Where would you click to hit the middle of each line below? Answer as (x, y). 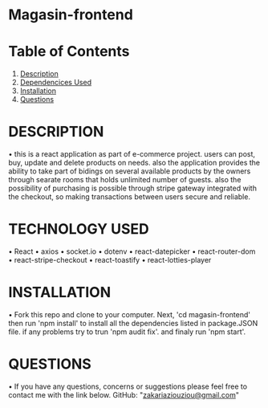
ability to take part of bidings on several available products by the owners (130, 171)
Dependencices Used (56, 83)
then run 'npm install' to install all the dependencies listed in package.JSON (133, 323)
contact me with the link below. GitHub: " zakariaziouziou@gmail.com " (124, 394)
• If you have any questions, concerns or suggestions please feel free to (128, 386)
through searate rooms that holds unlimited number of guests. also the (125, 180)
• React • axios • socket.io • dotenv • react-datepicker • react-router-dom (132, 251)
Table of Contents (69, 52)
